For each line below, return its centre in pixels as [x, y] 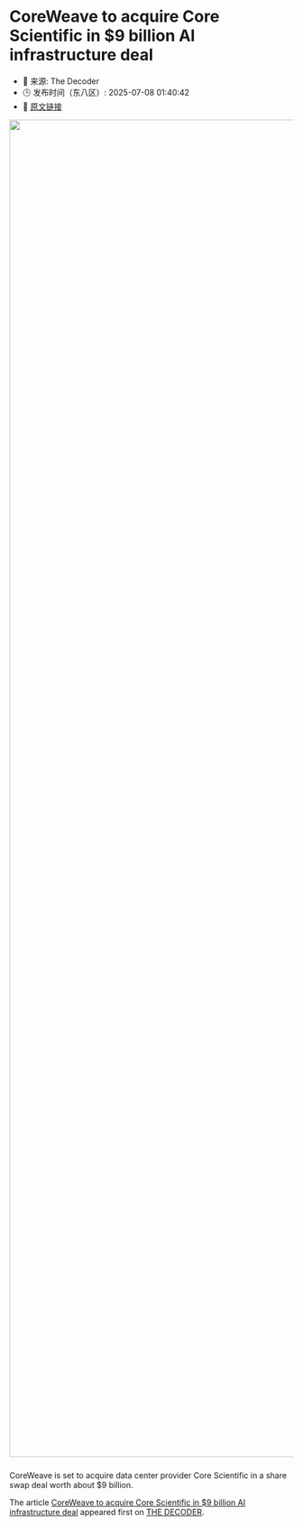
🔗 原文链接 [42, 106]
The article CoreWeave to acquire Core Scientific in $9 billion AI [128, 1502]
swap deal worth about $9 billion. [71, 1484]
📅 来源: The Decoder [60, 81]
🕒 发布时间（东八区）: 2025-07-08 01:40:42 [106, 92]
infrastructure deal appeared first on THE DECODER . [107, 1512]
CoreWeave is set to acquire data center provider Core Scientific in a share [148, 1475]
